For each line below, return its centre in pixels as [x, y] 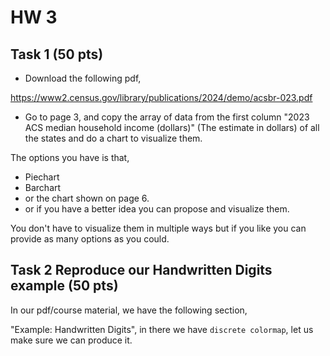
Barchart [43, 187]
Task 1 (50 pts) [57, 54]
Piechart [42, 177]
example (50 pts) [64, 286]
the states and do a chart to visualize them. [113, 138]
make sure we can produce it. [71, 340]
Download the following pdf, [83, 78]
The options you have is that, [70, 157]
